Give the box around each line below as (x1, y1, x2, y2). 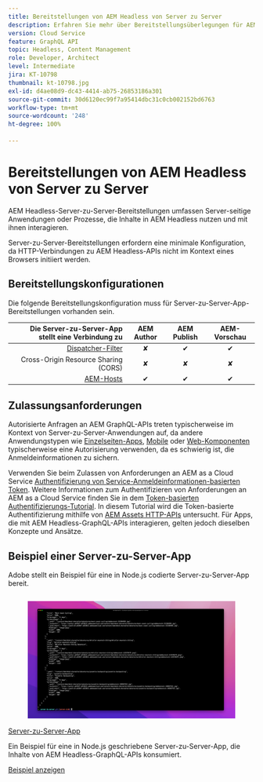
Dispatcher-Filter (66, 344, 123, 353)
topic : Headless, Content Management (8, 46, 131, 54)
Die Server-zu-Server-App (30, 324, 123, 334)
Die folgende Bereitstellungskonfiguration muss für (8, 298, 172, 308)
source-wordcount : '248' (8, 112, 89, 120)
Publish (172, 332, 198, 342)
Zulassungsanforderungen (8, 399, 142, 412)
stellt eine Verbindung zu (38, 332, 123, 342)
